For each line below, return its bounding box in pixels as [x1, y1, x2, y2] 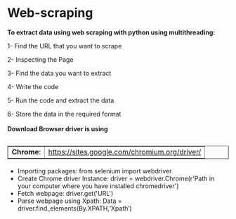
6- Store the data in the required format [7, 109, 122, 118]
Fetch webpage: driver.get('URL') [17, 189, 114, 197]
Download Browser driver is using [7, 124, 108, 133]
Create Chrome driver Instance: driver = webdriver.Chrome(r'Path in [17, 174, 215, 182]
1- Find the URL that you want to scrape [7, 41, 122, 50]
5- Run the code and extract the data [7, 96, 114, 105]
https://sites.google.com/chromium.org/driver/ [48, 147, 202, 157]
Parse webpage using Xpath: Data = [17, 197, 123, 205]
